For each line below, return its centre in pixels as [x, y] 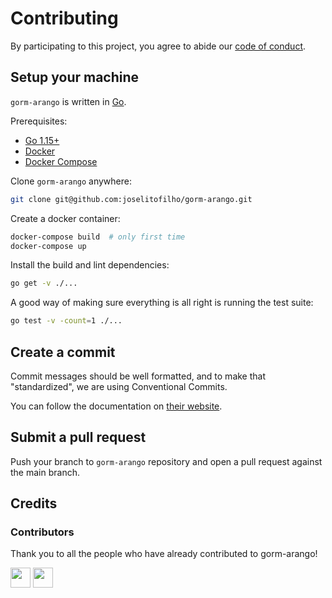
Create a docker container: [65, 218]
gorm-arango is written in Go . [68, 101]
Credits [34, 503]
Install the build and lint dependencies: [90, 265]
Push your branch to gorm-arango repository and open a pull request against [166, 461]
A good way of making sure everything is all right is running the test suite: [162, 303]
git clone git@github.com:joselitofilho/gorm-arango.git [131, 199]
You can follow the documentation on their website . [116, 406]
